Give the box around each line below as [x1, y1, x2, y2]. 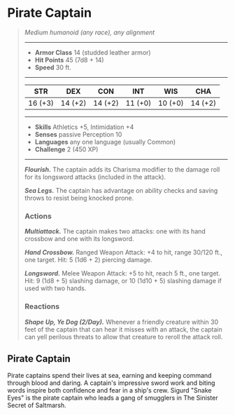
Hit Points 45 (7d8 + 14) [34, 55, 104, 64]
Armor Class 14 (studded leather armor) [34, 48, 152, 57]
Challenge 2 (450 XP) [34, 145, 99, 154]
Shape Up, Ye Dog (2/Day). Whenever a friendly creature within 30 [24, 318, 219, 326]
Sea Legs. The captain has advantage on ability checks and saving [24, 186, 218, 194]
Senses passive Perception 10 [34, 130, 122, 138]
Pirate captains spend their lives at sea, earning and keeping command [7, 372, 212, 380]
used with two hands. [24, 284, 87, 292]
